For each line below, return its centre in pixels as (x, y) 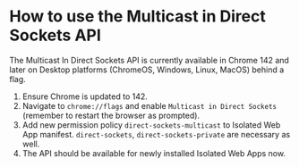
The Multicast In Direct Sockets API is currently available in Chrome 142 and (149, 60)
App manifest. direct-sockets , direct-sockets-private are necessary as (156, 134)
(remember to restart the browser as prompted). (111, 115)
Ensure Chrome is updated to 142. (85, 96)
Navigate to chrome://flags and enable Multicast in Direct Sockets (149, 105)
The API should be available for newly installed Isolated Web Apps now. (154, 153)
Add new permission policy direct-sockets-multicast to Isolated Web (151, 125)
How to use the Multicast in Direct (137, 17)
